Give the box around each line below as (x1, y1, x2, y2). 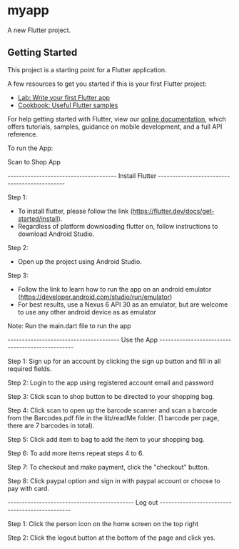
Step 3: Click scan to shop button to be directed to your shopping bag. (7, 392, 215, 400)
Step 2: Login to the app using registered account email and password (7, 378, 214, 387)
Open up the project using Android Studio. (17, 257, 143, 266)
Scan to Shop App (7, 157, 61, 166)
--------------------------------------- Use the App (7, 335, 158, 344)
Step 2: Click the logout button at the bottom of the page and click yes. (7, 533, 216, 542)
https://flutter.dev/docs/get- (132, 207, 215, 215)
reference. (7, 129, 38, 138)
